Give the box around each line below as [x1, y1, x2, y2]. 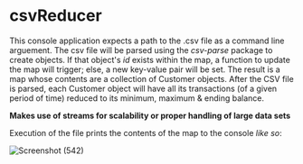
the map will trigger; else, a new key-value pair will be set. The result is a [9, 64, 280, 75]
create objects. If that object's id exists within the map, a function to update [9, 54, 291, 65]
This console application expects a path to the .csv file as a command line [9, 35, 285, 46]
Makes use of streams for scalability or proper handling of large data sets [9, 110, 291, 121]
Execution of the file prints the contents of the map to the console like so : [9, 127, 282, 138]
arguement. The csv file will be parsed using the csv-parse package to [9, 44, 273, 55]
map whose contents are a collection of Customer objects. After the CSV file [9, 73, 294, 84]
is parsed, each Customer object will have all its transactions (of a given [9, 83, 278, 94]
